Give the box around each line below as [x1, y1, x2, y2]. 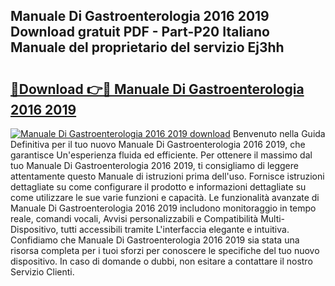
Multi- [260, 213, 286, 224]
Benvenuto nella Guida [232, 128, 326, 139]
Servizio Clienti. [10, 266, 75, 278]
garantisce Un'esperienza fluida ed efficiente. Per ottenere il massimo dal [10, 149, 313, 161]
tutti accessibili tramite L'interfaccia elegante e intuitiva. [60, 224, 290, 235]
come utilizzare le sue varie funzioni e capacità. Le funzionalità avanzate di [10, 192, 320, 203]
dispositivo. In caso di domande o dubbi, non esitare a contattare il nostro [10, 255, 313, 267]
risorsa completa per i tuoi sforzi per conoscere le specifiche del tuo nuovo [10, 245, 320, 256]
